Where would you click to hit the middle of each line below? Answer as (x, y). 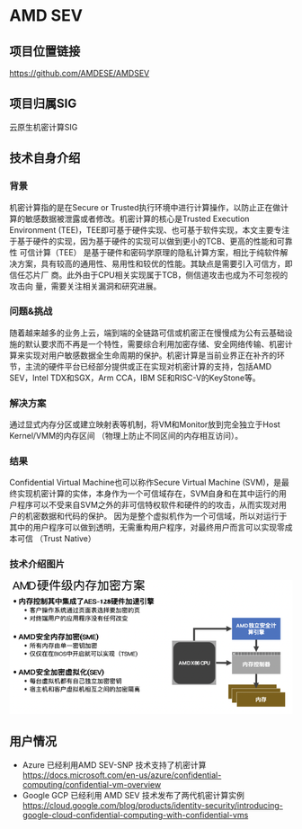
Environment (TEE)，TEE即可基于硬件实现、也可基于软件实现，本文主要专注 (150, 229)
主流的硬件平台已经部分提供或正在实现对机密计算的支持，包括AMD (148, 366)
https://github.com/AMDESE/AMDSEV (80, 73)
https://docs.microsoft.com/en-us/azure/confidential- (122, 775)
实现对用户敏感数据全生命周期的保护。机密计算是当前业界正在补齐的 (151, 355)
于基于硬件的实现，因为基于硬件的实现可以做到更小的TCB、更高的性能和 (143, 241)
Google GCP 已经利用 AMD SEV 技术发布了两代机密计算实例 (133, 795)
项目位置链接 (45, 51)
